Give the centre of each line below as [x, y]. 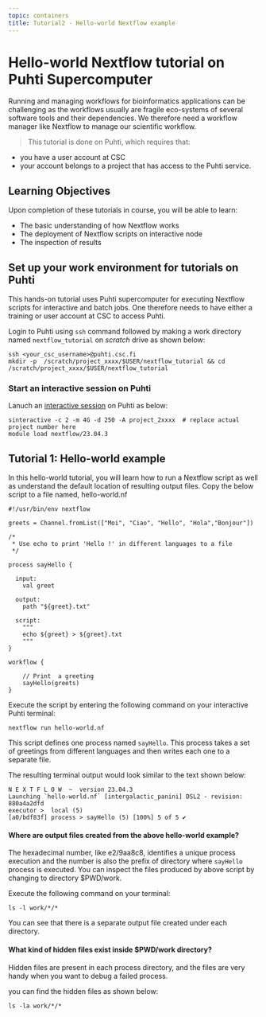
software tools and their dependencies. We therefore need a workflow [123, 118]
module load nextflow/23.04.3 [58, 434]
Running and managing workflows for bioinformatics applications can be [127, 101]
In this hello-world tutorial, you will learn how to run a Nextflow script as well [133, 477]
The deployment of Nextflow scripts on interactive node [111, 234]
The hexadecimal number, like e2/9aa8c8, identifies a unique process [122, 853]
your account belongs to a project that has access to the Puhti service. [135, 166]
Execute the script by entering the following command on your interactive [128, 705]
